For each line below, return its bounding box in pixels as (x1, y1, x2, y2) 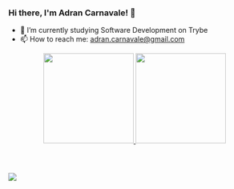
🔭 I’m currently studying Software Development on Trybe (19, 26, 208, 35)
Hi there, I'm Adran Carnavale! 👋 (8, 7, 136, 18)
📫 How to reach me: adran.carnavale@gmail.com (19, 34, 185, 44)
